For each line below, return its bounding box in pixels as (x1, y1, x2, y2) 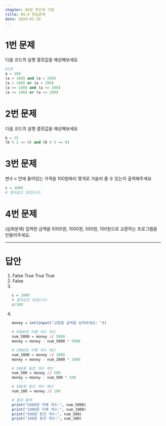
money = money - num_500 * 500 (11, 375, 77, 380)
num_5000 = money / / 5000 (11, 334, 65, 339)
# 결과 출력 (11, 398, 32, 403)
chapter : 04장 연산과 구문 (5, 7, 54, 12)
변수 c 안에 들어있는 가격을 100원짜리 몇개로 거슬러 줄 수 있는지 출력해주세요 (5, 176, 152, 182)
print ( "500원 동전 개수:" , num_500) (11, 412, 83, 417)
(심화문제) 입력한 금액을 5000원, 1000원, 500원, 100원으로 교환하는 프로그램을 (5, 225, 158, 231)
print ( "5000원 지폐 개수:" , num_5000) (11, 402, 86, 407)
